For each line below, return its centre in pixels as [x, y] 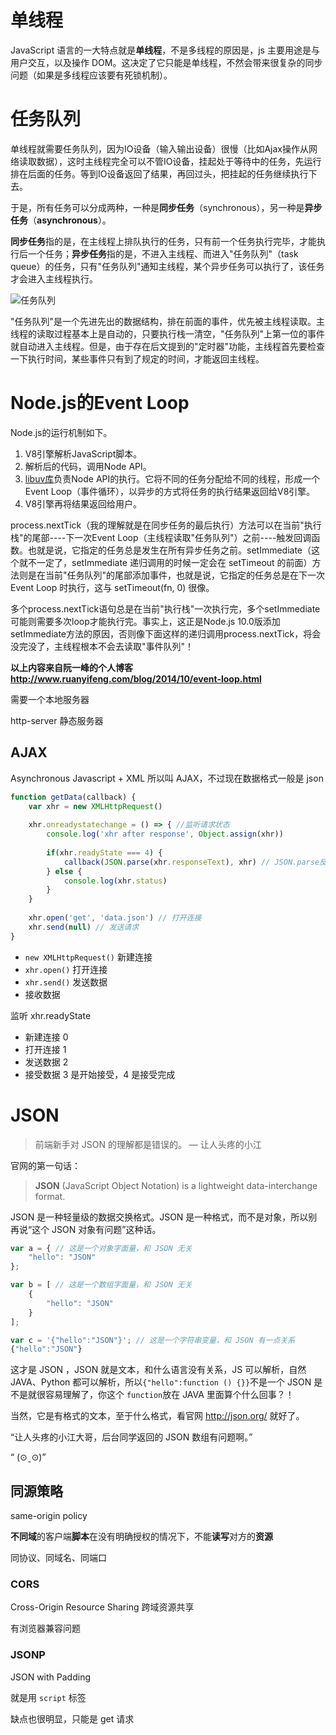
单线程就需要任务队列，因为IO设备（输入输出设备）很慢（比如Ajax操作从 [160, 148]
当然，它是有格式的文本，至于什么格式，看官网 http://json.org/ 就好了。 [157, 1416]
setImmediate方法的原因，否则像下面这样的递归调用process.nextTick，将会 [166, 633]
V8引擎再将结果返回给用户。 [83, 503]
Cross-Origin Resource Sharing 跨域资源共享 [102, 1607]
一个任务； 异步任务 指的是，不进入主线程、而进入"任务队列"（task [163, 253]
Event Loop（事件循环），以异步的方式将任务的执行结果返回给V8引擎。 [170, 491]
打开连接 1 [45, 1049]
